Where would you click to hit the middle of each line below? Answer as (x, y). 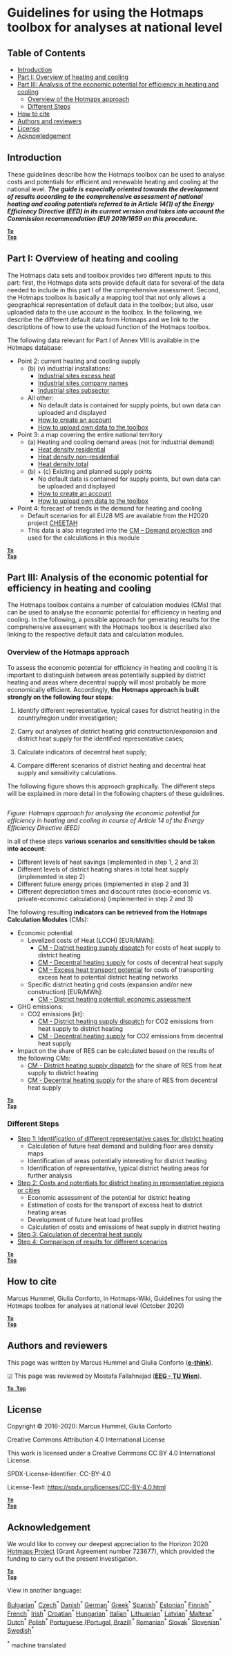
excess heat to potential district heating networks (108, 977)
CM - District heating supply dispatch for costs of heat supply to (129, 948)
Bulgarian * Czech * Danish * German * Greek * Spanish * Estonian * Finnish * (109, 1604)
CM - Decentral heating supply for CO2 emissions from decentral (130, 1036)
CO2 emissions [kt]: (56, 1014)
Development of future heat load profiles (85, 1220)
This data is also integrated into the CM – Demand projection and (120, 530)
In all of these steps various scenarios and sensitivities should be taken (111, 841)
